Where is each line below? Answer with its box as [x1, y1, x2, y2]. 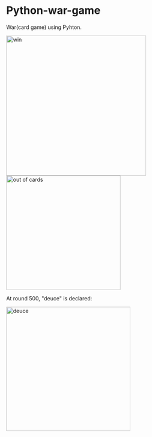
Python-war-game [6, 4, 101, 17]
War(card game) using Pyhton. [6, 23, 82, 31]
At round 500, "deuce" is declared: [6, 294, 93, 302]
